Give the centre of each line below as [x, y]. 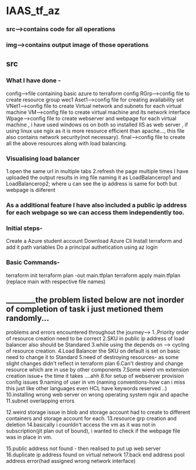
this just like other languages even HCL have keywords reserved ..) [87, 388]
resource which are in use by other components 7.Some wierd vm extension [97, 370]
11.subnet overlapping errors [40, 401]
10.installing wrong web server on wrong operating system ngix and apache [97, 395]
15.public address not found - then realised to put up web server [83, 449]
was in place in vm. [29, 437]
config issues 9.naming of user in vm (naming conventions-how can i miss [96, 382]
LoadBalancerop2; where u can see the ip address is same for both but [92, 184]
